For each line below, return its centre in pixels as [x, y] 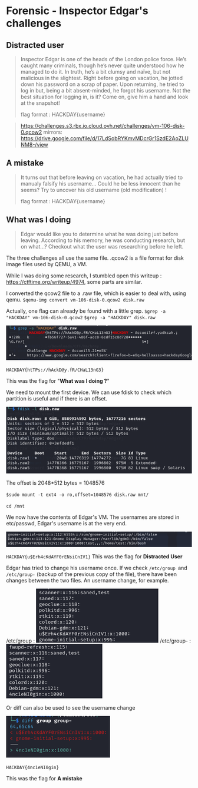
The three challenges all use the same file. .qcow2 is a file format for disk [95, 258]
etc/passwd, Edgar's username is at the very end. [66, 524]
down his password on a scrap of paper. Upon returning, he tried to [102, 84]
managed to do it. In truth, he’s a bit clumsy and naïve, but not [95, 72]
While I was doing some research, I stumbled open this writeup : [84, 276]
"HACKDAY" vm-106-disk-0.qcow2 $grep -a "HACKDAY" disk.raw [81, 317]
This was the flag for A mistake [44, 779]
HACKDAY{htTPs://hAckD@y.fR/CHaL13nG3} [55, 370]
